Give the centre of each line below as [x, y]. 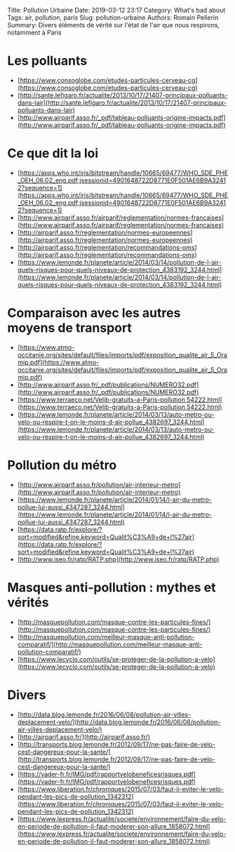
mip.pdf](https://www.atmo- [58, 362]
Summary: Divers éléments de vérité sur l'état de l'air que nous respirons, [113, 25]
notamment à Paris [34, 32]
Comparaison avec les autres [94, 313]
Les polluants [47, 61]
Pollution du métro [62, 465]
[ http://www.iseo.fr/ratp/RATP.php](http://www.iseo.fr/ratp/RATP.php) [118, 559]
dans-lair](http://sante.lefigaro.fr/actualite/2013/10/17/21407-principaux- [122, 102]
